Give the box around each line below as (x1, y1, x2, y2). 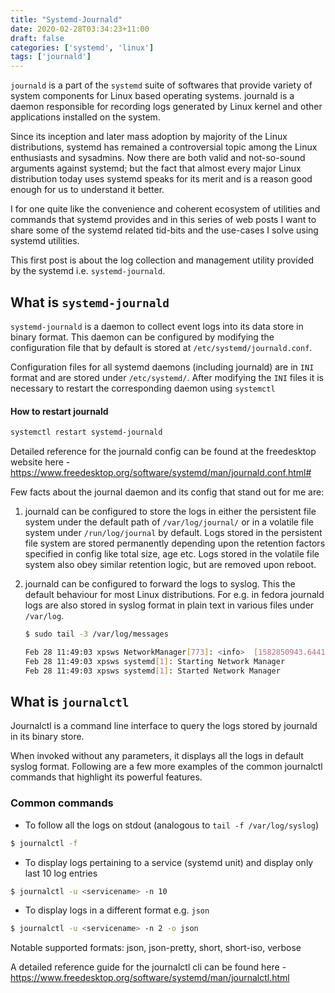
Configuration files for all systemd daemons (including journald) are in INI (10, 361, 315, 373)
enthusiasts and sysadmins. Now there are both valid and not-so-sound (10, 152, 306, 164)
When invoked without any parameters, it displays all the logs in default (10, 750, 304, 762)
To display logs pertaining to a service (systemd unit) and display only (24, 856, 314, 868)
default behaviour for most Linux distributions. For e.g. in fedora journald (24, 589, 325, 601)
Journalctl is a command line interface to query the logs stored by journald (10, 720, 318, 732)
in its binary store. (10, 731, 85, 743)
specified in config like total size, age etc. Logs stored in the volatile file (24, 548, 320, 560)
